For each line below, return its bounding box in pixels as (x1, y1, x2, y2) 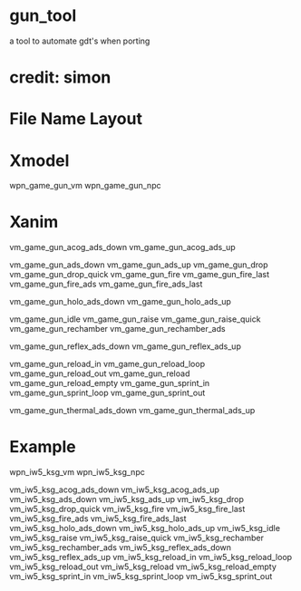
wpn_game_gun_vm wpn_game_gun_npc (9, 180, 161, 191)
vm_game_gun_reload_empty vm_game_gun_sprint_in (9, 378, 210, 389)
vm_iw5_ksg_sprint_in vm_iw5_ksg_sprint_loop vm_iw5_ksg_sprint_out (9, 571, 273, 582)
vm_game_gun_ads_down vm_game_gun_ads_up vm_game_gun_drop (9, 259, 269, 270)
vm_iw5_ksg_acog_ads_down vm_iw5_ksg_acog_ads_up (9, 484, 220, 495)
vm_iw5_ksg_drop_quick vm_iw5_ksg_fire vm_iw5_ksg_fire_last (9, 504, 246, 515)
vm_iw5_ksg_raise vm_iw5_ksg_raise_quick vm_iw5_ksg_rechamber (9, 532, 265, 544)
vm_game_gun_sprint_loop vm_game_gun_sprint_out (9, 387, 206, 399)
